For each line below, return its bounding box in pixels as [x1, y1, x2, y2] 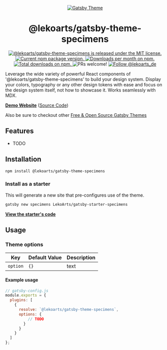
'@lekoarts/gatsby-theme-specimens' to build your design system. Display [5, 76, 161, 82]
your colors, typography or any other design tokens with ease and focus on [5, 81, 162, 87]
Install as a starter [5, 180, 51, 187]
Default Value [28, 254, 62, 261]
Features [5, 127, 34, 136]
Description [66, 254, 96, 261]
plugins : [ [10, 298, 33, 303]
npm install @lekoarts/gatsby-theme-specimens [5, 168, 105, 174]
